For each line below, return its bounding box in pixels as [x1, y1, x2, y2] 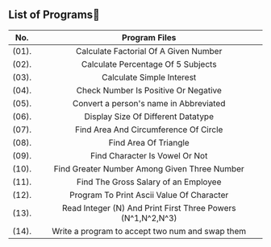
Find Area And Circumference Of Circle [75, 124, 223, 135]
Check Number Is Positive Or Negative [76, 84, 222, 96]
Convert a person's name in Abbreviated [72, 97, 226, 109]
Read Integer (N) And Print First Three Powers [61, 202, 236, 213]
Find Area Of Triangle [108, 137, 190, 148]
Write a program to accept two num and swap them [52, 225, 247, 237]
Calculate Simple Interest [102, 72, 197, 83]
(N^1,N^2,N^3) [120, 212, 177, 224]
